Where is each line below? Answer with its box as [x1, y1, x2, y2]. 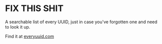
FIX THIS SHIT [5, 3, 64, 14]
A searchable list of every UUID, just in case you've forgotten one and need [5, 19, 158, 25]
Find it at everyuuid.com [5, 33, 54, 39]
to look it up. [5, 24, 30, 29]
